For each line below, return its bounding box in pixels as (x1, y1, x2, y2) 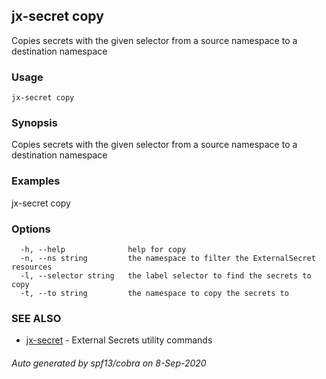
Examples (11, 174, 61, 188)
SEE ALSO (11, 311, 62, 325)
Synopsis (11, 116, 58, 130)
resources (11, 262, 53, 272)
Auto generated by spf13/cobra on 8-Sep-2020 (11, 357, 207, 369)
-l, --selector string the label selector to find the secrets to (20, 271, 312, 281)
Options (11, 222, 51, 236)
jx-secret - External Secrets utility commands (25, 334, 213, 346)
